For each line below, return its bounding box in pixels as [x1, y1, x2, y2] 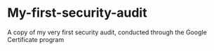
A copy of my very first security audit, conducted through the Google [7, 28, 207, 36]
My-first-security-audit [7, 5, 147, 21]
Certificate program [7, 35, 65, 43]
